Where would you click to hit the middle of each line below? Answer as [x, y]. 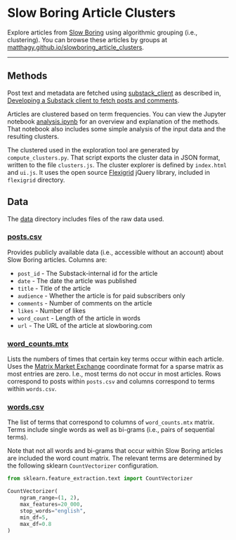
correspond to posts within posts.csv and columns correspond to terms [111, 381]
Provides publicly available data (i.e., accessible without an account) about [115, 252]
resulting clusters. [33, 136]
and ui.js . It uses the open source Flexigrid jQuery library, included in [109, 172]
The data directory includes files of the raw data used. [86, 218]
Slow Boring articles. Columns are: [57, 259]
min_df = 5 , [34, 518]
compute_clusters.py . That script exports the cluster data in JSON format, [114, 157]
